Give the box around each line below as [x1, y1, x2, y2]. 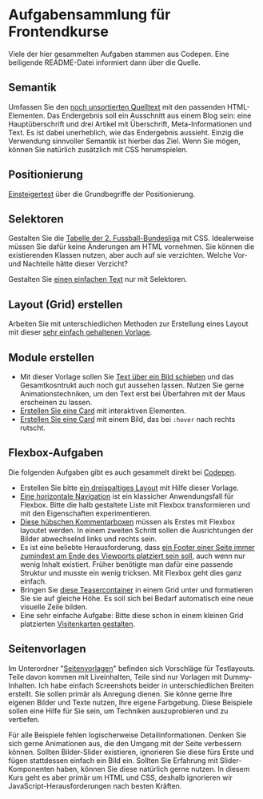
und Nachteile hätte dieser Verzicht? [8, 259, 128, 269]
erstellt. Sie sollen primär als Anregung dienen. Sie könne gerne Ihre [8, 689, 233, 698]
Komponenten [8, 764, 55, 773]
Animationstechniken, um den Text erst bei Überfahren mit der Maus [19, 389, 246, 398]
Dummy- [223, 672, 253, 681]
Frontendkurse [8, 22, 110, 41]
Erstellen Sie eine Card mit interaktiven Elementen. [19, 406, 186, 416]
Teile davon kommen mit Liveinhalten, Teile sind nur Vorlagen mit [8, 672, 222, 681]
